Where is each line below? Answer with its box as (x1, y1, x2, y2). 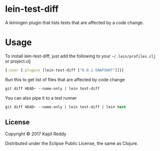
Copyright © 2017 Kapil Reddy (5, 131, 67, 137)
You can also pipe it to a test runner (5, 95, 77, 101)
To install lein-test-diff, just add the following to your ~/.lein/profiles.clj (5, 53, 156, 59)
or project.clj (5, 58, 31, 64)
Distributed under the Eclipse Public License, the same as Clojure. (5, 141, 138, 147)
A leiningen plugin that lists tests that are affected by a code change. (5, 20, 144, 25)
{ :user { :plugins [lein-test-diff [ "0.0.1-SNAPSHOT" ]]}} (5, 68, 124, 73)
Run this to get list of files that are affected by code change (5, 76, 125, 82)
